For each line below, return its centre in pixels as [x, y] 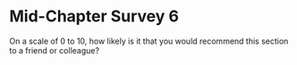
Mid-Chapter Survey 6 [94, 16]
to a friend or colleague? [55, 50]
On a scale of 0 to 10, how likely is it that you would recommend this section [149, 41]
